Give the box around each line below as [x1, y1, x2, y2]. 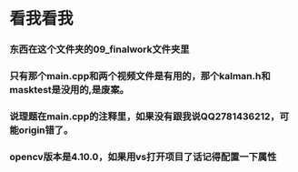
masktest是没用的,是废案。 [9, 84, 130, 96]
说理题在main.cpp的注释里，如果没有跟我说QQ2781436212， [9, 110, 280, 123]
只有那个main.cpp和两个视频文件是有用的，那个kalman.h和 [9, 70, 271, 83]
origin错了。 [18, 124, 74, 137]
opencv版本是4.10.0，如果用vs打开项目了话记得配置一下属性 [9, 150, 277, 163]
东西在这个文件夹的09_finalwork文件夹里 [9, 43, 190, 56]
